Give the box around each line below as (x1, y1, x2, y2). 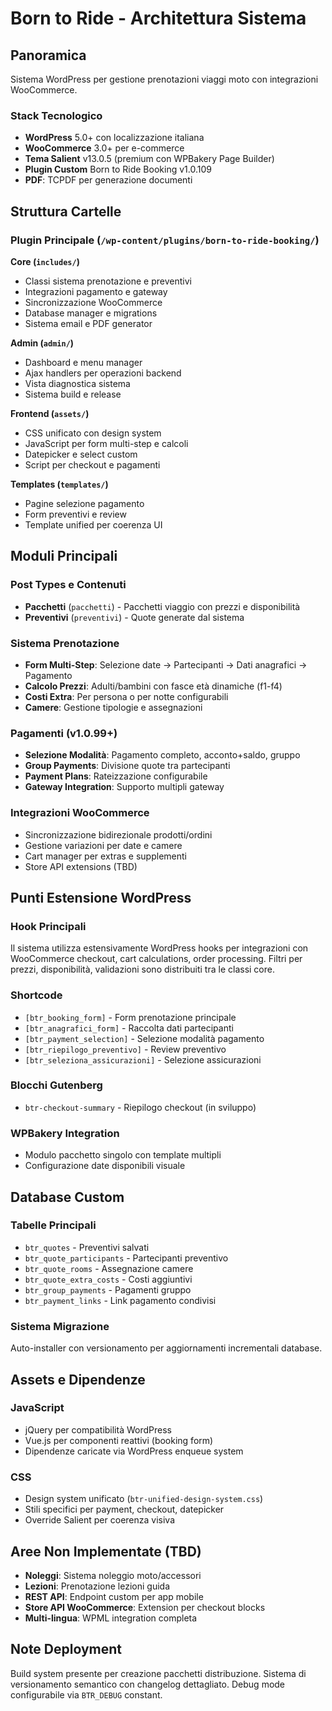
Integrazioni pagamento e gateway (24, 285, 168, 297)
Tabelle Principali (10, 1218, 97, 1232)
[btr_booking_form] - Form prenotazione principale (24, 1011, 237, 1023)
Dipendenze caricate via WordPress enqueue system (24, 1445, 244, 1457)
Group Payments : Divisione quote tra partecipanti (24, 760, 231, 772)
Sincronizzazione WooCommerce (24, 296, 163, 308)
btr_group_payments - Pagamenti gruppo (24, 1283, 192, 1296)
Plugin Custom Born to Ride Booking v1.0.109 (24, 163, 212, 176)
